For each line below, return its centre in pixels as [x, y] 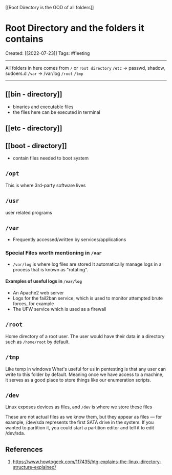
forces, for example [33, 303]
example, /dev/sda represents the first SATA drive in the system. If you [80, 422]
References [24, 449]
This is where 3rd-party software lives [46, 185]
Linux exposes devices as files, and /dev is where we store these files [79, 407]
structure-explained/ [34, 467]
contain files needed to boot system [51, 158]
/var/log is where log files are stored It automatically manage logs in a [87, 264]
